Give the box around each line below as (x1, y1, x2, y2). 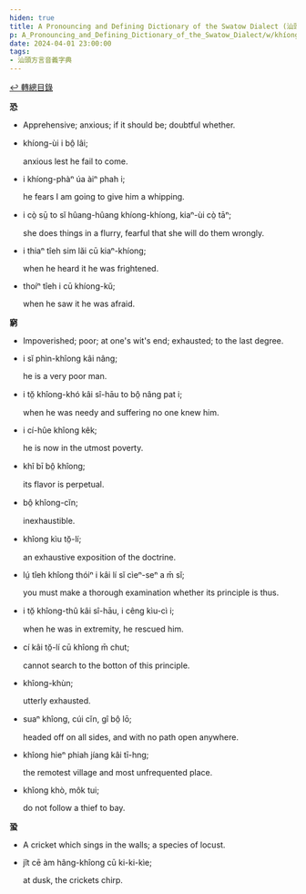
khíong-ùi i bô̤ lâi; (22, 138, 88, 149)
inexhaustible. (22, 516, 76, 526)
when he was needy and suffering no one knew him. (22, 407, 220, 417)
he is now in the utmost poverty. (22, 443, 144, 453)
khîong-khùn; (22, 678, 74, 688)
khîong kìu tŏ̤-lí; (22, 534, 82, 544)
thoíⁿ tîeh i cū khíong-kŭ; (22, 281, 116, 292)
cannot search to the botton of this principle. (22, 660, 190, 671)
